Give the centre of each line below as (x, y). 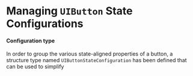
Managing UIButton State (69, 11)
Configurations (45, 24)
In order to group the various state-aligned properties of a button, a (90, 54)
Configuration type (31, 41)
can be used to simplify (35, 66)
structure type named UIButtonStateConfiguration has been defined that (97, 60)
